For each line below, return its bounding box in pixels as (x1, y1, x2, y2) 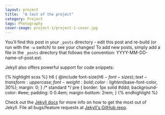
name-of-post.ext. (5, 55, 42, 61)
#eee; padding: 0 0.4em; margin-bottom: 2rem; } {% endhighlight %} (18, 90, 158, 96)
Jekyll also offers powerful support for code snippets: (5, 65, 114, 71)
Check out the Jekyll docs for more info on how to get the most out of (5, 99, 147, 105)
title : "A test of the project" (5, 12, 74, 17)
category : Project (5, 16, 43, 21)
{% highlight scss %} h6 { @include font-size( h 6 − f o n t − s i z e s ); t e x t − (5, 74, 147, 80)
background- (131, 84, 158, 90)
